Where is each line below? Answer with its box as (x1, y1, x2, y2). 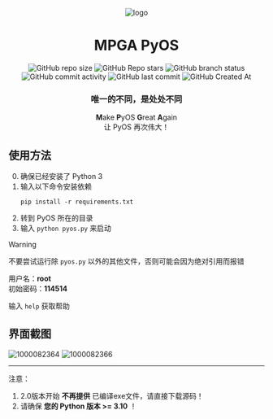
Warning (8, 240, 37, 250)
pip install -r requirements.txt (19, 198, 134, 207)
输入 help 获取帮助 (8, 301, 71, 311)
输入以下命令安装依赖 (19, 181, 92, 191)
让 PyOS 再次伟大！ (103, 122, 170, 132)
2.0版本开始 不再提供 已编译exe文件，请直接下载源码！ (19, 391, 205, 400)
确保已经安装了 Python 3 (19, 172, 103, 181)
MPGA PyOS (93, 37, 180, 55)
